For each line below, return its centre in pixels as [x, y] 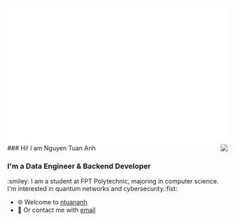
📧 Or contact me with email [56, 210]
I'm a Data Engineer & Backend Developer [79, 166]
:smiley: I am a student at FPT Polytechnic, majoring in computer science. [113, 181]
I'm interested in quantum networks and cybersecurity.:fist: [92, 189]
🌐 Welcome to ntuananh [52, 202]
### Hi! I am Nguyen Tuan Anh [51, 148]
